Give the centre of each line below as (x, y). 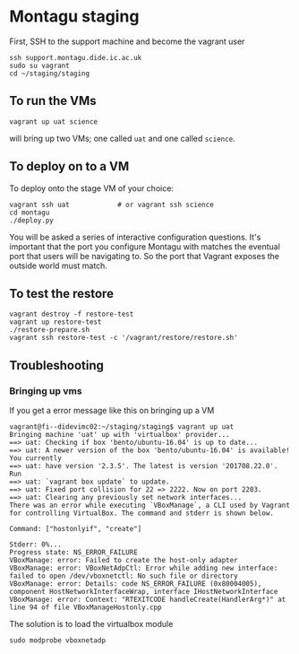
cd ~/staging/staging (50, 74)
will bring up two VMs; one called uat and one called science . (122, 138)
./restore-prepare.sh (50, 330)
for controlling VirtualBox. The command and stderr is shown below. (142, 513)
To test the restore (62, 293)
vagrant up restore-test (56, 322)
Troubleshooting (57, 365)
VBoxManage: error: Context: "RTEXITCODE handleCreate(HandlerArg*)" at (148, 600)
